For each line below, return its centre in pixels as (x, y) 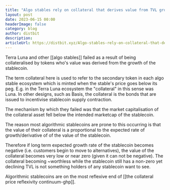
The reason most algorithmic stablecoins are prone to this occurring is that (83, 124)
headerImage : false (26, 24)
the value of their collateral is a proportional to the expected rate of (75, 130)
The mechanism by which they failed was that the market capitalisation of (82, 109)
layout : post (19, 15)
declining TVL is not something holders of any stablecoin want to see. (78, 166)
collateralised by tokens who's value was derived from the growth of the (80, 63)
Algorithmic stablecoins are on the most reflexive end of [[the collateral (79, 176)
